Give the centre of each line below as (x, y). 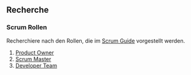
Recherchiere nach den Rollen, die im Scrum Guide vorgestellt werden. (96, 41)
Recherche (28, 10)
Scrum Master (33, 59)
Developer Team (36, 65)
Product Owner (34, 52)
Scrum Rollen (27, 27)
